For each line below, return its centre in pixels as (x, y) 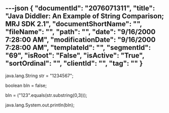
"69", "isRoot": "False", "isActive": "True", (75, 56)
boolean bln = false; (26, 85)
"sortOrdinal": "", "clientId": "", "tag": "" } (74, 63)
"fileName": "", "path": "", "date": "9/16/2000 (80, 32)
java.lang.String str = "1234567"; (39, 76)
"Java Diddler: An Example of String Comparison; (85, 16)
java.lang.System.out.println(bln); (40, 105)
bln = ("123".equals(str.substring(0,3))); (46, 95)
